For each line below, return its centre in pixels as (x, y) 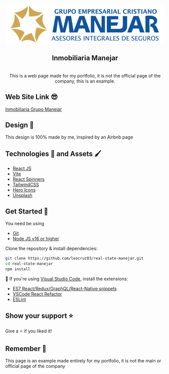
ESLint (19, 299)
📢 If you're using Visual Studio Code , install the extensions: (67, 279)
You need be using (25, 224)
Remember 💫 (26, 348)
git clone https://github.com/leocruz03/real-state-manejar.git (74, 259)
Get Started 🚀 (27, 211)
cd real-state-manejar (29, 264)
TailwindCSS (26, 185)
